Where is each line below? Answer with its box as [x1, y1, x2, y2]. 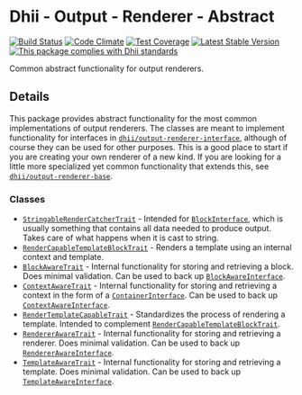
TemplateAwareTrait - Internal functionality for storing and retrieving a [22, 357, 281, 368]
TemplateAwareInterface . [22, 376, 114, 387]
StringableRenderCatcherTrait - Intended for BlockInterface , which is [22, 213, 284, 224]
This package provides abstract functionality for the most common [9, 112, 258, 123]
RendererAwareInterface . [22, 347, 114, 358]
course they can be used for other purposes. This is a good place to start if [9, 141, 288, 152]
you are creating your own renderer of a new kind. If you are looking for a [9, 151, 282, 162]
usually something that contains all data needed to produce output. [22, 223, 272, 234]
